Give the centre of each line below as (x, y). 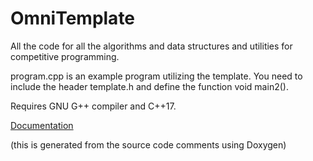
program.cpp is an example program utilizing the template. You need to (156, 76)
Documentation (42, 125)
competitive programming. (65, 56)
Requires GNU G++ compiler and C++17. (93, 106)
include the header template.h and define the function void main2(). (149, 86)
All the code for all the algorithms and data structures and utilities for (151, 46)
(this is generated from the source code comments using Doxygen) (148, 144)
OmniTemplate (73, 18)
